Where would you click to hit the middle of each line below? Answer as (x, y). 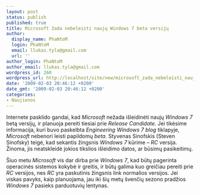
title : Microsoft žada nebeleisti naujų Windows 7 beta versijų (87, 28)
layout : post (22, 12)
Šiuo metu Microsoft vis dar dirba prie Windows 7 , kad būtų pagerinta (91, 160)
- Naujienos (21, 100)
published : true (26, 23)
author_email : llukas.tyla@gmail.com (53, 67)
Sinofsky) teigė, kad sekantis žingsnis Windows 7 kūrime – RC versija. (92, 142)
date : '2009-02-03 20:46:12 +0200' (50, 84)
